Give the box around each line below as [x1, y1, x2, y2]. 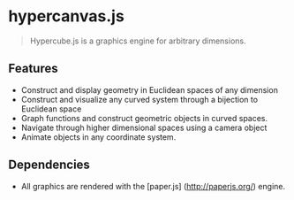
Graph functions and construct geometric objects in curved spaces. [20, 112, 268, 123]
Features [8, 61, 58, 76]
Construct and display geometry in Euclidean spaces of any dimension [20, 84, 279, 95]
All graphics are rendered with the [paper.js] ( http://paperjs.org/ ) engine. [20, 181, 286, 191]
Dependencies [8, 158, 90, 173]
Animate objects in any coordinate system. [20, 131, 177, 142]
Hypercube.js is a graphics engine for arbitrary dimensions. [29, 35, 246, 46]
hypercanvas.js [8, 6, 124, 27]
